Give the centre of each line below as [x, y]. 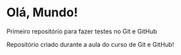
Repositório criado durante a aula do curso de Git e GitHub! [90, 44]
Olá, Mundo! [42, 13]
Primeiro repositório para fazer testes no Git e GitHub [82, 31]
